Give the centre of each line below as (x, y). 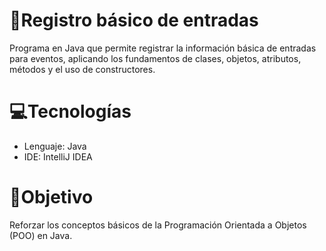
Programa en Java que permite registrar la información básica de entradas (163, 48)
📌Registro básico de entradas (134, 20)
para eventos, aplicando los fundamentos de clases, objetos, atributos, (155, 58)
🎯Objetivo (51, 197)
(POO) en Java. (41, 235)
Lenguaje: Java (55, 146)
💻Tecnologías (70, 111)
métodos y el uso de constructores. (82, 69)
